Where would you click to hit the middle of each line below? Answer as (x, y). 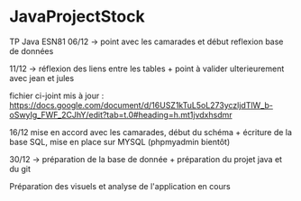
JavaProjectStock (78, 17)
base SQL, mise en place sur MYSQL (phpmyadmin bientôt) (120, 142)
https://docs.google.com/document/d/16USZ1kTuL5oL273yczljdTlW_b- (141, 105)
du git (20, 169)
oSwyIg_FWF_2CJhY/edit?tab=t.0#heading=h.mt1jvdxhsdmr (121, 114)
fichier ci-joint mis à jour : (57, 96)
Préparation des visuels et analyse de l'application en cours (120, 186)
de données (32, 50)
